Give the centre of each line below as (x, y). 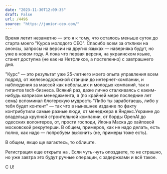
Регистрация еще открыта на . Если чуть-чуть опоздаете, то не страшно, (84, 152)
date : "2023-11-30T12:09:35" (36, 10)
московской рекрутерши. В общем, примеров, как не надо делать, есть (83, 127)
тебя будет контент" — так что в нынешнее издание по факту (71, 106)
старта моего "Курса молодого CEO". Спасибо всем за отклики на (77, 43)
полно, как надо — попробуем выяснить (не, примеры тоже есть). (76, 132)
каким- (149, 90)
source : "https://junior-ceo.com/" (42, 24)
